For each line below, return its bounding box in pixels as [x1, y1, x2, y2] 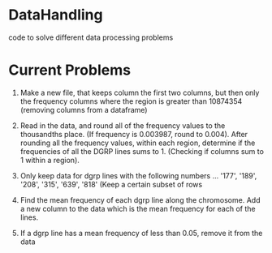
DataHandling [8, 6, 103, 24]
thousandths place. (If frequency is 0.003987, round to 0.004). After [19, 129, 248, 139]
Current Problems [8, 61, 132, 79]
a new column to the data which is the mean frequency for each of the [19, 204, 256, 213]
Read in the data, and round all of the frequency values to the [19, 120, 226, 131]
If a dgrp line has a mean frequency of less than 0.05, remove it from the [19, 228, 263, 238]
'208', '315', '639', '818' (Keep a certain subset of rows [19, 179, 203, 189]
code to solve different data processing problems [8, 32, 174, 42]
